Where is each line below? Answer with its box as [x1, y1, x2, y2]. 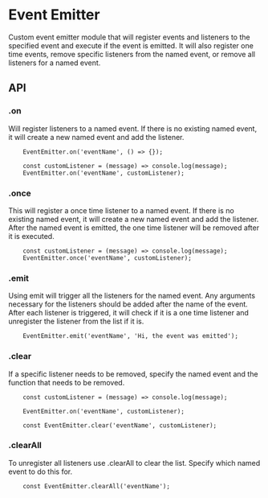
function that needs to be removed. [8, 377, 125, 387]
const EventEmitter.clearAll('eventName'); [22, 482, 171, 490]
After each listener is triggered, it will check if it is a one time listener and [8, 308, 249, 318]
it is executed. [8, 231, 55, 241]
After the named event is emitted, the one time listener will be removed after [8, 223, 259, 233]
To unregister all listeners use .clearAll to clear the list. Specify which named [8, 458, 261, 467]
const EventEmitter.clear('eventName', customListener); [22, 421, 217, 430]
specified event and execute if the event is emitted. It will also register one [8, 40, 254, 50]
